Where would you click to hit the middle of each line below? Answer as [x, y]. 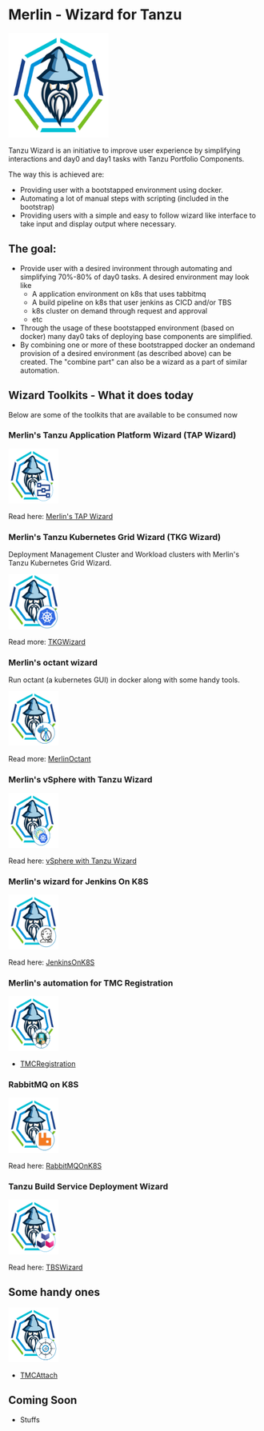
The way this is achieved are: [56, 174]
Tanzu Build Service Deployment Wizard [88, 1186]
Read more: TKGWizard [47, 642]
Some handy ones [54, 1292]
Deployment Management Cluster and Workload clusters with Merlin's [124, 554]
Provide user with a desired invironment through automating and [126, 268]
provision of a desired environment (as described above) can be [126, 353]
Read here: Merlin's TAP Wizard [61, 516]
